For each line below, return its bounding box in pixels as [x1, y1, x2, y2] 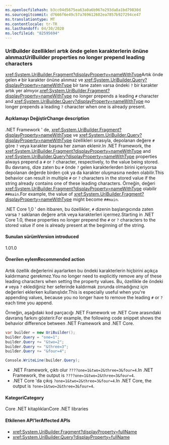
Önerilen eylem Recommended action [5, 256, 85, 262]
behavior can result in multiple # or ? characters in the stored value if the [5, 175, 156, 181]
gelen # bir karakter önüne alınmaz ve [5, 77, 83, 83]
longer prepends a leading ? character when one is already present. [5, 104, 146, 110]
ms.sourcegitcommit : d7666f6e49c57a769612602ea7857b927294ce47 [5, 12, 141, 17]
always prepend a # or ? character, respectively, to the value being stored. [5, 158, 159, 164]
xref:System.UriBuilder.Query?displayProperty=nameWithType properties [5, 153, 157, 159]
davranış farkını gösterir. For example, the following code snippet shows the [5, 315, 161, 321]
